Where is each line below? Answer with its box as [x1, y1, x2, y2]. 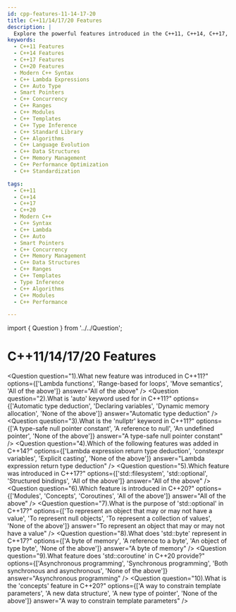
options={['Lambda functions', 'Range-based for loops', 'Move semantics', [7, 379, 223, 388]
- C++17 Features [13, 56, 65, 63]
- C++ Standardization [13, 167, 80, 175]
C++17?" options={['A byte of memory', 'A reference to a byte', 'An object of [7, 537, 228, 545]
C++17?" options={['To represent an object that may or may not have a [7, 507, 213, 515]
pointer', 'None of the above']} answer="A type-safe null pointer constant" [7, 432, 223, 441]
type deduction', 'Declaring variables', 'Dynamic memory [44, 402, 210, 410]
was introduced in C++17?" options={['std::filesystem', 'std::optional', [7, 470, 208, 478]
